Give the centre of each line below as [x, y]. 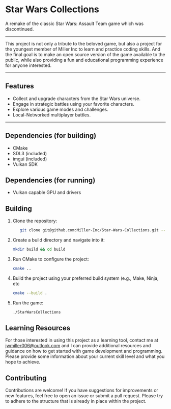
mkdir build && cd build [39, 249]
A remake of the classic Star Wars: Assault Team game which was [75, 23]
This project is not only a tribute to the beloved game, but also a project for [84, 43]
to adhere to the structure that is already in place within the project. [76, 401]
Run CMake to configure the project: [51, 259]
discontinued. [20, 29]
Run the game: [28, 303]
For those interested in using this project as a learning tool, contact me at [82, 340]
